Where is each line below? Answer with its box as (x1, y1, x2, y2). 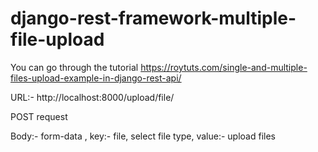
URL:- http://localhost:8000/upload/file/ (10, 91, 175, 103)
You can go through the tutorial (10, 61, 139, 73)
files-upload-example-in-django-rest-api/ (10, 72, 182, 84)
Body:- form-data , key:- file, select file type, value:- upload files (10, 130, 276, 142)
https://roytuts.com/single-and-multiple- (140, 61, 308, 73)
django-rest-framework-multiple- (10, 7, 297, 30)
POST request (10, 110, 68, 122)
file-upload (10, 28, 105, 51)
